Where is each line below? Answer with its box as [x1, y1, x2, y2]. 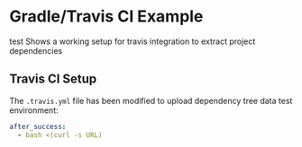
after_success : [9, 122, 67, 131]
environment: [9, 105, 59, 116]
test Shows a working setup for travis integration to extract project [9, 36, 256, 47]
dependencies [9, 45, 63, 56]
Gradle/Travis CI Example [9, 6, 204, 27]
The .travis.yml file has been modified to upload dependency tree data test [9, 95, 293, 106]
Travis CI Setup [9, 72, 97, 87]
